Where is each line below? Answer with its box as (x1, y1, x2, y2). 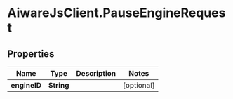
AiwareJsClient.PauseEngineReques (7, 5, 226, 21)
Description (76, 69, 116, 78)
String (48, 81, 69, 90)
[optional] (122, 81, 156, 90)
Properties (7, 48, 55, 60)
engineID (11, 81, 42, 90)
